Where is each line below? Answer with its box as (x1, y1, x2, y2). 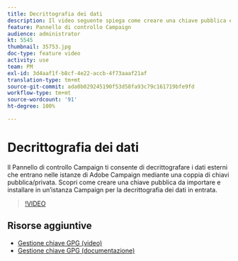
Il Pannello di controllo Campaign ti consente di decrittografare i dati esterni (7, 162, 228, 171)
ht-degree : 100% (7, 103, 55, 110)
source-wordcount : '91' (7, 96, 78, 104)
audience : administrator (7, 30, 81, 38)
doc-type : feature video (7, 50, 81, 57)
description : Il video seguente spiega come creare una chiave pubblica (7, 17, 227, 24)
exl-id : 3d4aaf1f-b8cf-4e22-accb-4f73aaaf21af (7, 70, 147, 77)
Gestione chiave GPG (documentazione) (17, 246, 135, 255)
